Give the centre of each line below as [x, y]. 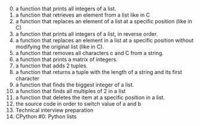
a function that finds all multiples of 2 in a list [70, 91]
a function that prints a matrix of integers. [67, 59]
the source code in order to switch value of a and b [78, 104]
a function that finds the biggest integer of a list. [75, 85]
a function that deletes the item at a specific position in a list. [90, 97]
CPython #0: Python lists [46, 116]
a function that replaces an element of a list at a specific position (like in [104, 21]
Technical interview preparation [54, 110]
